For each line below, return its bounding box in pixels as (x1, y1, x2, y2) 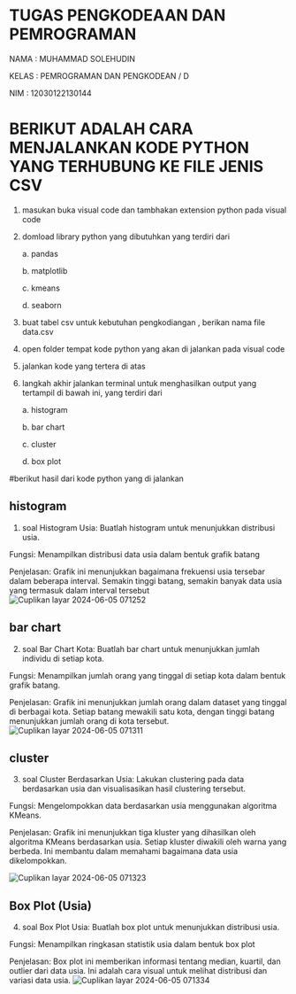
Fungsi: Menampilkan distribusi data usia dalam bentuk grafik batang (9, 548, 261, 559)
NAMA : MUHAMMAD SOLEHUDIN (9, 53, 135, 64)
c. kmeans (21, 283, 60, 293)
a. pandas (21, 248, 59, 259)
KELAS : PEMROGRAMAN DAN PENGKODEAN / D (9, 70, 190, 81)
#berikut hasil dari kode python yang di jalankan (9, 473, 184, 484)
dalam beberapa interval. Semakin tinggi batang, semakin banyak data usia (9, 575, 283, 586)
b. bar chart (21, 422, 65, 432)
